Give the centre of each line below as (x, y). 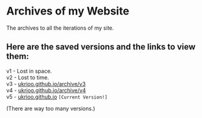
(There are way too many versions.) (51, 108)
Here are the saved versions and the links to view (101, 47)
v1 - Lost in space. (29, 71)
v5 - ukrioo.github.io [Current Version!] (57, 97)
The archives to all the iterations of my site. (60, 28)
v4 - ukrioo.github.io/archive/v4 (46, 90)
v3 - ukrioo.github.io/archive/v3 (46, 84)
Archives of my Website (68, 11)
